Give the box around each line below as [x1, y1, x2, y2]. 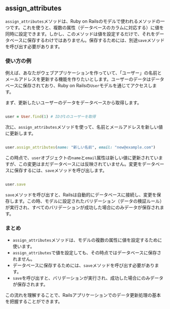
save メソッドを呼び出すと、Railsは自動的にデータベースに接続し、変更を [5, 191, 157, 198]
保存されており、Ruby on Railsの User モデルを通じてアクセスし [22, 83, 153, 89]
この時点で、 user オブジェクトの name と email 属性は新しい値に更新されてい [5, 154, 159, 161]
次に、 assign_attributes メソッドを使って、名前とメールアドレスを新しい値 [5, 124, 163, 130]
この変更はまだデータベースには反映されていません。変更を [18, 161, 143, 167]
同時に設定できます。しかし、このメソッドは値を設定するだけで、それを [5, 30, 156, 37]
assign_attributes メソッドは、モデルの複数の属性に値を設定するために [12, 237, 162, 243]
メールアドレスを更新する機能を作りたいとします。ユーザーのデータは [5, 76, 151, 83]
